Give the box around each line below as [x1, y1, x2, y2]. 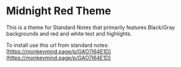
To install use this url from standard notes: [6, 42, 109, 49]
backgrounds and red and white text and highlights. [6, 30, 132, 37]
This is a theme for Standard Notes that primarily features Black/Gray [6, 24, 175, 31]
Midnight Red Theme [6, 4, 112, 18]
